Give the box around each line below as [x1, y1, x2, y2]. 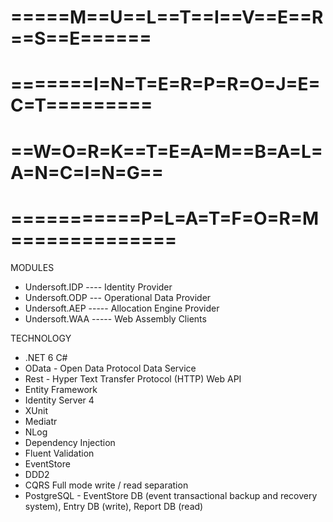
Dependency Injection [24, 436, 116, 448]
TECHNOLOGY [10, 332, 72, 344]
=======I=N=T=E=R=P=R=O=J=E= [10, 73, 321, 96]
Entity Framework [24, 383, 98, 395]
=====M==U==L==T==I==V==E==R [10, 6, 324, 29]
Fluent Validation [24, 447, 95, 459]
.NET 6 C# [24, 351, 68, 363]
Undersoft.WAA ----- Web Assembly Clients [24, 312, 207, 325]
